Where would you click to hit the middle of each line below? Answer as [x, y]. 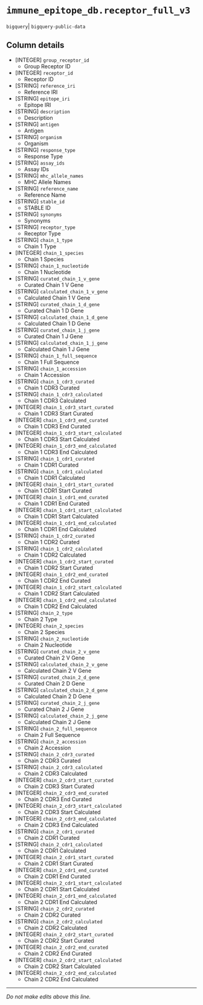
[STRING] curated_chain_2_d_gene [57, 677]
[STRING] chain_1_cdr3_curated [55, 381]
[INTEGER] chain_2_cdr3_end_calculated [66, 818]
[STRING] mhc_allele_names [49, 175]
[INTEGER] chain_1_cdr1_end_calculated [66, 523]
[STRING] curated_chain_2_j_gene [57, 702]
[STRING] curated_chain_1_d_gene [57, 304]
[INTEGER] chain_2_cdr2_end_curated [62, 947]
